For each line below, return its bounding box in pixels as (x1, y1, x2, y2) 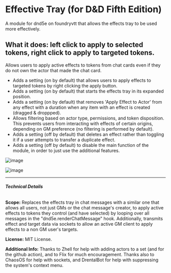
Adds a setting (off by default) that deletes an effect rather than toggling (12, 131, 164, 137)
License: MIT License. (5, 236, 52, 242)
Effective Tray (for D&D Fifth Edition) (5, 4, 162, 15)
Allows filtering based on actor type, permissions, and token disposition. (12, 115, 164, 121)
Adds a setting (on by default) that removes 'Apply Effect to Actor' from (12, 99, 162, 105)
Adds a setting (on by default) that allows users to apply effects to (12, 77, 151, 83)
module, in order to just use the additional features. (12, 147, 120, 154)
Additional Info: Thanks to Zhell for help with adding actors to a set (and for (5, 246, 164, 252)
